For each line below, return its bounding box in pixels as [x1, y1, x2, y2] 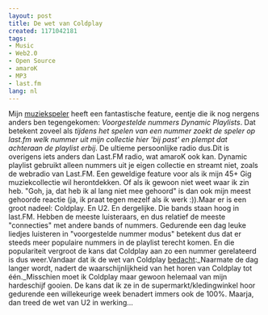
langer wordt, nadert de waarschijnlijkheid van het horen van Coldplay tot [8, 263, 253, 273]
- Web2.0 [8, 49, 38, 57]
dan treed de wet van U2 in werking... [8, 298, 133, 308]
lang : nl [8, 86, 38, 95]
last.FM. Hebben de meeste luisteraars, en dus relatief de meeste [8, 212, 226, 222]
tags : [8, 34, 27, 43]
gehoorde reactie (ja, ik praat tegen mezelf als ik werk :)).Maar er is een [8, 195, 247, 204]
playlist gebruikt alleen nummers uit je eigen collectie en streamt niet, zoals [8, 161, 258, 170]
